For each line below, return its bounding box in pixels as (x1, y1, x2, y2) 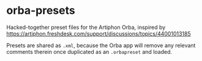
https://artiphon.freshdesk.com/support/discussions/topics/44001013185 (6, 30, 191, 37)
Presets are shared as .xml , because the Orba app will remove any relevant (6, 42, 196, 49)
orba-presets (6, 4, 75, 18)
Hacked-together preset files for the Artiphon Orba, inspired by (6, 24, 166, 31)
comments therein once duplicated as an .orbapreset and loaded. (6, 48, 173, 55)
